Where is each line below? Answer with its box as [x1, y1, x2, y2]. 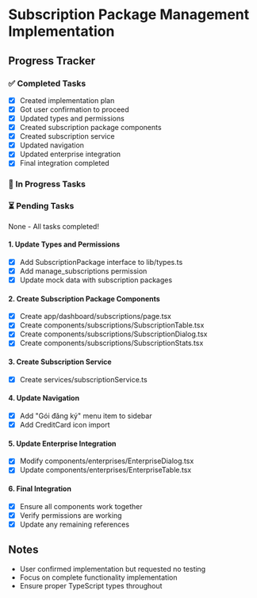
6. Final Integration [8, 484, 71, 493]
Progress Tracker [8, 54, 96, 67]
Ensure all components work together [19, 501, 143, 511]
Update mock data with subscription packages [19, 275, 173, 285]
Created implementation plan [19, 95, 115, 105]
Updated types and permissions [19, 113, 125, 123]
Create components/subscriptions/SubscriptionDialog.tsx [19, 329, 208, 339]
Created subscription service [19, 132, 115, 141]
